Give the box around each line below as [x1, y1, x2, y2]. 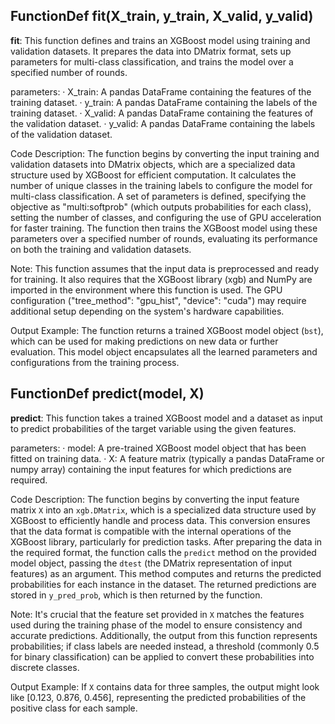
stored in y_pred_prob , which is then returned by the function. [10, 589, 263, 601]
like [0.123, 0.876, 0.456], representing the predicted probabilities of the [10, 691, 307, 703]
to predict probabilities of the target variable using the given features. [10, 422, 297, 434]
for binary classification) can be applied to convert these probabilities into [10, 650, 315, 663]
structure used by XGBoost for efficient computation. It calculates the [10, 169, 297, 181]
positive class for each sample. [10, 702, 138, 714]
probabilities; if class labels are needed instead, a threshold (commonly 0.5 [10, 640, 320, 652]
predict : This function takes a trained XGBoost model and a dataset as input [10, 412, 323, 424]
